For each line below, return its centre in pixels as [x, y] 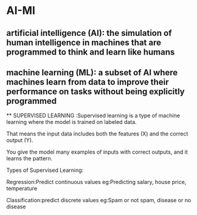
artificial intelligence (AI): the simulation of [89, 33]
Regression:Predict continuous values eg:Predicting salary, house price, [96, 182]
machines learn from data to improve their [88, 82]
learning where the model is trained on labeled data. [71, 122]
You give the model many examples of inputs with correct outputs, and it [97, 152]
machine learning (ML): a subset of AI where [92, 73]
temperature [22, 188]
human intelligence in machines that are [84, 42]
